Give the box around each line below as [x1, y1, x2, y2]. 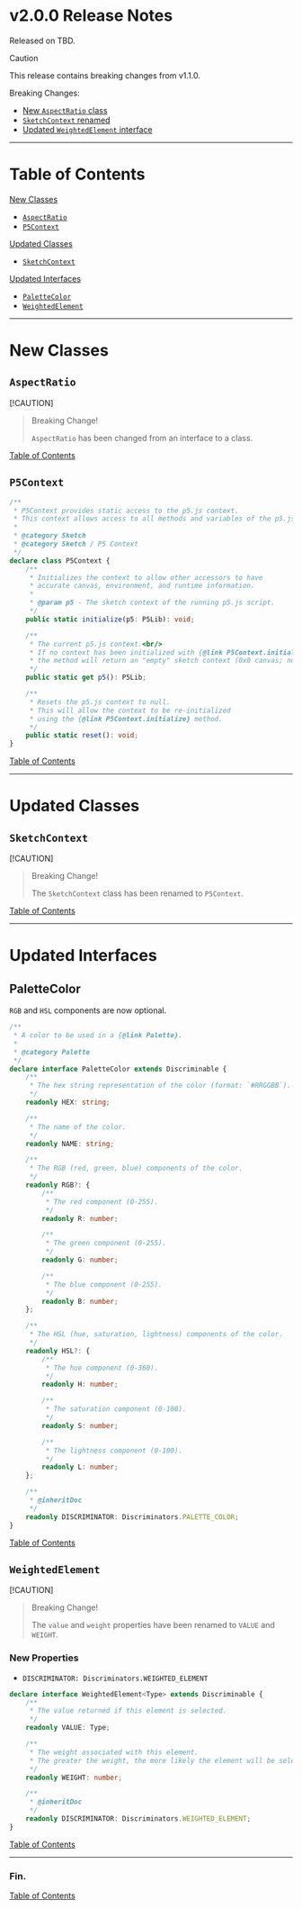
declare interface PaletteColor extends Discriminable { [9, 1064, 227, 1073]
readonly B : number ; [41, 1297, 119, 1306]
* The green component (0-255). [45, 1239, 167, 1248]
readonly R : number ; [41, 1214, 119, 1223]
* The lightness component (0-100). [45, 1446, 182, 1455]
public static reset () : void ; [25, 731, 139, 740]
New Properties [9, 1651, 79, 1664]
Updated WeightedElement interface [22, 123, 153, 135]
